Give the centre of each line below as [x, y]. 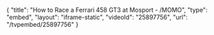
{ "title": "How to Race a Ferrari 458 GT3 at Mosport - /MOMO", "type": [107, 10]
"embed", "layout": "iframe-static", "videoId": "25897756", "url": [97, 17]
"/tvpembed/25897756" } [42, 24]
